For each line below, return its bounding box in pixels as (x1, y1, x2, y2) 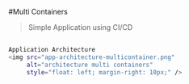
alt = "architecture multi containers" (26, 61, 153, 69)
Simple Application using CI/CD (27, 23, 133, 31)
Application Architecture (8, 46, 95, 54)
